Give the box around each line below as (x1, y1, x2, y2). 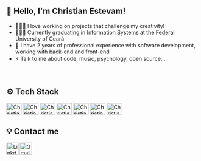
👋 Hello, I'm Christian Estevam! (6, 6, 126, 16)
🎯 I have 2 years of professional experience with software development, (15, 41, 196, 49)
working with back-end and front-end (15, 48, 110, 55)
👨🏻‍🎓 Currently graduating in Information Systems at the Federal (15, 29, 175, 36)
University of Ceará (15, 35, 65, 43)
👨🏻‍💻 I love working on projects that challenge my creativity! (15, 22, 165, 29)
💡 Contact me (6, 126, 59, 137)
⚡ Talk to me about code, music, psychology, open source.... (15, 55, 167, 62)
